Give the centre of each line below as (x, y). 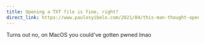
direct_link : (23, 17)
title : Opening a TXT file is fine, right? (63, 12)
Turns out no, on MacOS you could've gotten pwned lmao (79, 34)
